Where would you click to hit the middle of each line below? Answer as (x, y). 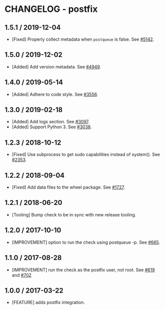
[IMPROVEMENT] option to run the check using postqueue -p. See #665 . (86, 242)
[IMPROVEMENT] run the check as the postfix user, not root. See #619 (83, 270)
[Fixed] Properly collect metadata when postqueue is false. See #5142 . (83, 39)
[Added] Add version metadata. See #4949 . (56, 67)
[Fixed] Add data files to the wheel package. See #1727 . (68, 187)
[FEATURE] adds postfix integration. (48, 303)
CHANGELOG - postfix (51, 9)
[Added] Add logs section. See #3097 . (51, 122)
